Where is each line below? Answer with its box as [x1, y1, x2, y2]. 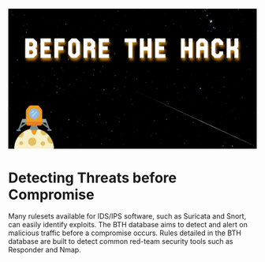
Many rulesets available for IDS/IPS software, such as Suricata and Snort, [8, 211, 247, 221]
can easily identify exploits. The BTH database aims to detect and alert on [8, 220, 248, 230]
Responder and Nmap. [8, 245, 81, 255]
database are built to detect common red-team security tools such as [8, 237, 233, 246]
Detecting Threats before [8, 169, 177, 186]
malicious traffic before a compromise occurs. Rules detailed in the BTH [8, 228, 242, 238]
